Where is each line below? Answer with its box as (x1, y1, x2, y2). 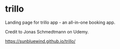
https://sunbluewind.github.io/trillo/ (5, 38, 76, 44)
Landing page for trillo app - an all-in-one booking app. (5, 19, 116, 25)
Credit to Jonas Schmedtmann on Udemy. (5, 29, 89, 34)
